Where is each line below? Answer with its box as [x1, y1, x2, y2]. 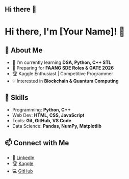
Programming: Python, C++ [12, 107, 71, 113]
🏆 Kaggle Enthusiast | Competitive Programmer [12, 71, 113, 77]
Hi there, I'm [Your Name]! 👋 [5, 26, 125, 37]
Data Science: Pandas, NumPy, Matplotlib [12, 123, 102, 129]
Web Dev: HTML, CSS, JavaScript [12, 112, 85, 118]
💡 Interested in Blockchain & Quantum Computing [12, 78, 119, 84]
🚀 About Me [5, 46, 43, 54]
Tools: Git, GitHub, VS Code [12, 118, 72, 124]
